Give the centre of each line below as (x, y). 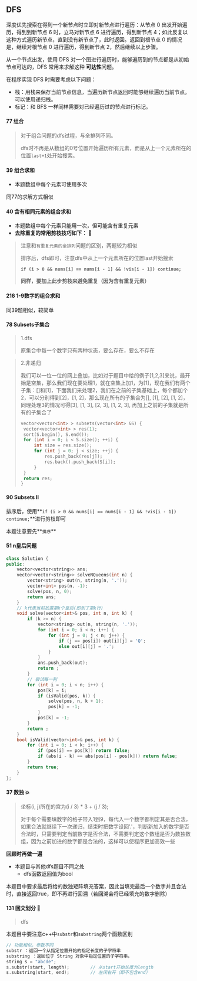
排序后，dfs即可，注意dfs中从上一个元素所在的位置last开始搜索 (97, 258)
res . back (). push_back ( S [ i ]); (80, 462)
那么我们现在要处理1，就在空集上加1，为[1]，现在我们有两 (116, 383)
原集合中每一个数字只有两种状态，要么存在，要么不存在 (87, 350)
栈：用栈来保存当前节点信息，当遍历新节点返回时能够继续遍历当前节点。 (102, 92)
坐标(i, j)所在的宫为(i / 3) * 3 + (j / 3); (64, 806)
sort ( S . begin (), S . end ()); (56, 434)
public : (16, 564)
